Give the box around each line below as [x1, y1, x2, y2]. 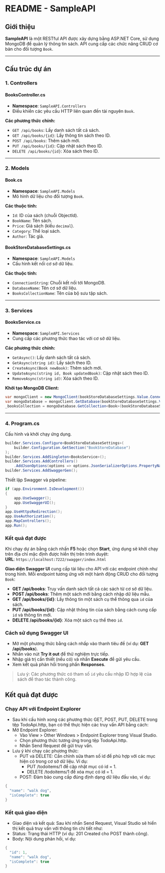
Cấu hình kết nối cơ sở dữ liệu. [12, 260, 74, 266]
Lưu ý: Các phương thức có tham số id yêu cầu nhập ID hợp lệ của [17, 671, 152, 677]
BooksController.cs [5, 92, 46, 97]
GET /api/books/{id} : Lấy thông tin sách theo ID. [12, 132, 111, 138]
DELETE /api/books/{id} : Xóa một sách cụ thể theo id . [12, 617, 124, 623]
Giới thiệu [5, 23, 35, 31]
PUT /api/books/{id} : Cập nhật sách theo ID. [12, 143, 103, 149]
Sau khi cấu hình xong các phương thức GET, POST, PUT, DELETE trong [12, 717, 158, 722]
